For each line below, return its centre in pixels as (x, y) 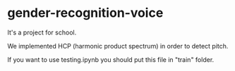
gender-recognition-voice (85, 13)
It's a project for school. (42, 32)
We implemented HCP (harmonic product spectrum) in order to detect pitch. (118, 46)
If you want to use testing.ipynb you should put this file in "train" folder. (111, 59)
